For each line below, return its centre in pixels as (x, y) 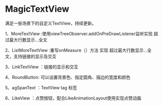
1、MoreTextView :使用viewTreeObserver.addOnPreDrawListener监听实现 (79, 33)
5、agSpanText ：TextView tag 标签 (41, 87)
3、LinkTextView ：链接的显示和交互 (42, 67)
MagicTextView (37, 9)
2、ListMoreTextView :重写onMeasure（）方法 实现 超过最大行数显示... (76, 50)
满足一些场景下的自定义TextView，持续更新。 (51, 23)
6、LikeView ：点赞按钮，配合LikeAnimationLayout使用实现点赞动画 (73, 98)
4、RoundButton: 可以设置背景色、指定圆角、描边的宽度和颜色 (68, 77)
